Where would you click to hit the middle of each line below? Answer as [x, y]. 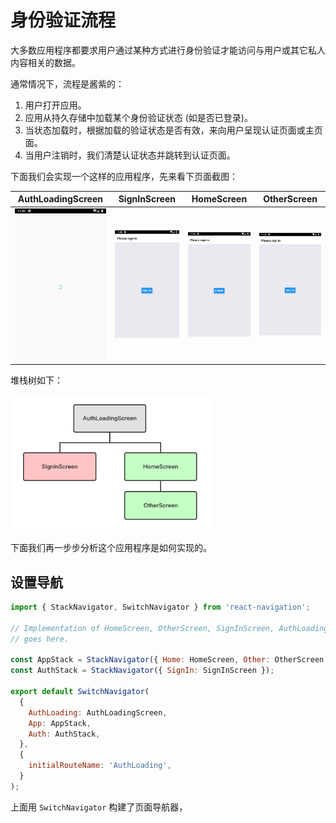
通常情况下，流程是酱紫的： [67, 83]
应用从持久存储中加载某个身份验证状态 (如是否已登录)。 [138, 117]
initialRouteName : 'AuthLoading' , [100, 766]
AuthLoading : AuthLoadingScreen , [98, 712]
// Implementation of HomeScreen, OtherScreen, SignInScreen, [142, 628]
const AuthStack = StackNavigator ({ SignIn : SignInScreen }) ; [142, 671]
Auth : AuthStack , [64, 734]
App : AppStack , [60, 723]
